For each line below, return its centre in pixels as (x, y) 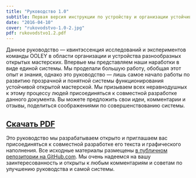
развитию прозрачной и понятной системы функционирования (85, 81)
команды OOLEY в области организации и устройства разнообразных (94, 56)
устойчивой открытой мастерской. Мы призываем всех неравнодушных (97, 87)
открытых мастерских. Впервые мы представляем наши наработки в (93, 62)
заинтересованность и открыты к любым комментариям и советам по (94, 163)
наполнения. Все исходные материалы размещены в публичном (87, 150)
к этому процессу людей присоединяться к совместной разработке (92, 93)
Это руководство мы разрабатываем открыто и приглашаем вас (87, 138)
